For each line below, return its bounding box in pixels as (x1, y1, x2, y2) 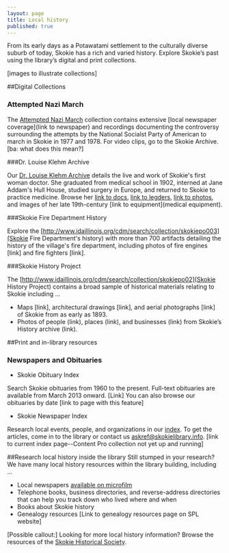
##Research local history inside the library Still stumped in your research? (7, 453, 215, 461)
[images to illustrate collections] (7, 69, 98, 77)
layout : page (7, 10, 44, 17)
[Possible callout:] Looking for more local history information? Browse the (7, 530, 214, 539)
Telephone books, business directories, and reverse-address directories (16, 488, 221, 496)
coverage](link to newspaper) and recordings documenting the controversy (7, 123, 219, 131)
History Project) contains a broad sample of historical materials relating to (7, 282, 215, 291)
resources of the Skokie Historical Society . (7, 537, 127, 545)
